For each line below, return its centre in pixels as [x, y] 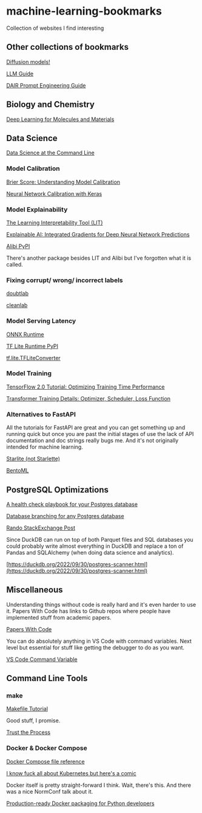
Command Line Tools [47, 678]
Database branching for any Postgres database [65, 516]
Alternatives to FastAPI [41, 414]
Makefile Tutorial [27, 709]
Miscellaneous [35, 590]
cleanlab [17, 305]
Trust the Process [28, 732]
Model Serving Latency [41, 321]
